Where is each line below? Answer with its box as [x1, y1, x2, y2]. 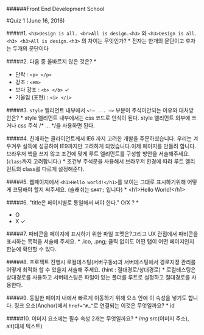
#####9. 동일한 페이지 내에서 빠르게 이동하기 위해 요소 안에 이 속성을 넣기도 [6, 294, 187, 301]
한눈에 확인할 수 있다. [6, 245, 57, 253]
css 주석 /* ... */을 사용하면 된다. [17, 122, 96, 129]
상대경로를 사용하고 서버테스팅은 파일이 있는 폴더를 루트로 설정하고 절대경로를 [6, 274, 191, 281]
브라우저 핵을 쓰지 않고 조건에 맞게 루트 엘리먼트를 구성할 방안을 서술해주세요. [6, 150, 190, 157]
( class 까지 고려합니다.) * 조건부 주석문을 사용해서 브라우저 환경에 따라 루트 [6, 158, 185, 165]
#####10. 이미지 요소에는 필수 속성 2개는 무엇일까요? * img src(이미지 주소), [6, 315, 189, 322]
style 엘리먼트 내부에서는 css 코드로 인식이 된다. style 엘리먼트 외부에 [24, 114, 191, 121]
